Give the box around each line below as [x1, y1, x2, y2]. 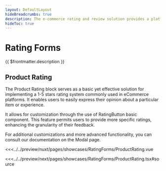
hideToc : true [5, 21, 35, 26]
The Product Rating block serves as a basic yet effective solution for [5, 86, 144, 92]
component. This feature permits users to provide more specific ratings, [5, 117, 152, 123]
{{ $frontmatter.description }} [5, 59, 65, 65]
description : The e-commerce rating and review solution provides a [5, 16, 149, 21]
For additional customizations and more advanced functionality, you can [5, 131, 152, 137]
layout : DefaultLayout [5, 7, 52, 12]
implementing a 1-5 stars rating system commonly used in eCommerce [5, 91, 149, 97]
